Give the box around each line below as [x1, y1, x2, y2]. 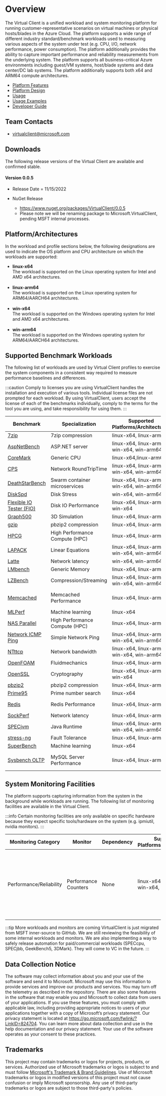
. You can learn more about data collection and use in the [36, 1021, 153, 1027]
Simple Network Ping [50, 634, 100, 641]
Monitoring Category [9, 839, 60, 846]
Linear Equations [50, 547, 90, 554]
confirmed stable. [5, 164, 41, 170]
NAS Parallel [7, 620, 37, 627]
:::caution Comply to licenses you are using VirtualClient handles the [5, 385, 144, 391]
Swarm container [50, 477, 90, 484]
